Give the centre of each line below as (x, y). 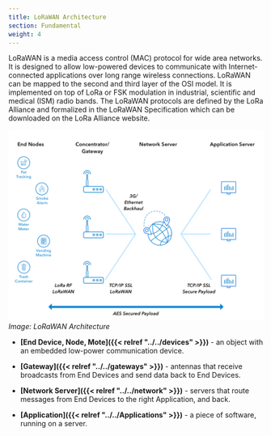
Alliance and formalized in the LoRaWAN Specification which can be (122, 110)
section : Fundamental (45, 25)
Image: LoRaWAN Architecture (59, 327)
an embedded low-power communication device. (102, 351)
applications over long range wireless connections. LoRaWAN (148, 75)
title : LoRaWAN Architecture (57, 17)
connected (26, 75)
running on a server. (53, 424)
